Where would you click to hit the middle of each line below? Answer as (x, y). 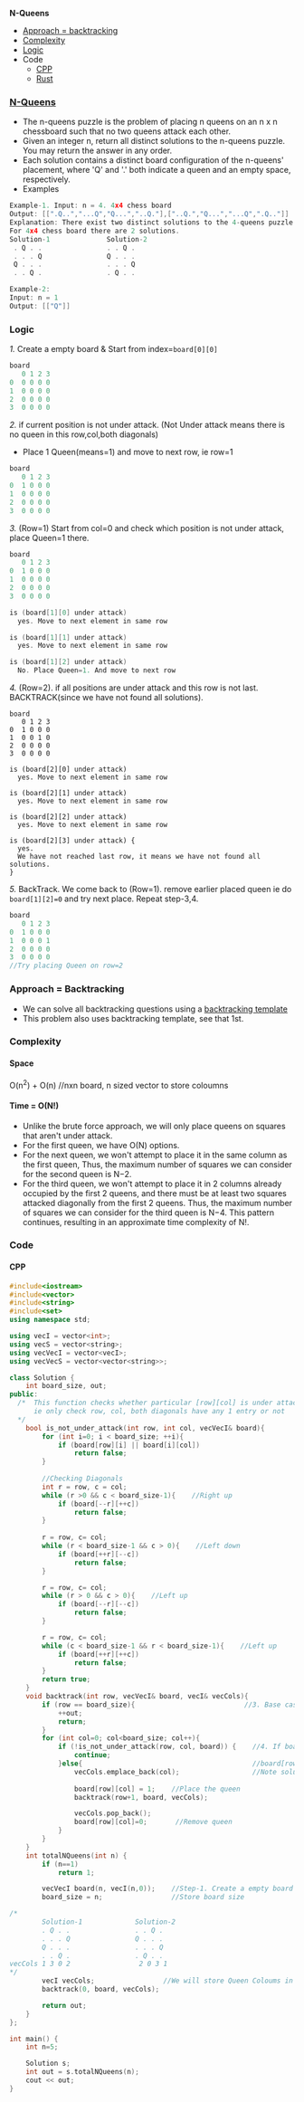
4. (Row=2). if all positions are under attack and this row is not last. (134, 688)
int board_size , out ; (66, 1386)
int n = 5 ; (42, 2047)
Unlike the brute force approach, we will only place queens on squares (154, 1126)
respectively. (46, 179)
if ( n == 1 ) (60, 1864)
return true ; (66, 1679)
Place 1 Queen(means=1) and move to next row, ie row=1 (128, 452)
